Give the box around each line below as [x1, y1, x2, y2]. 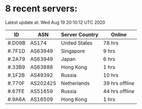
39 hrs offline [103, 80, 135, 87]
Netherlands [61, 80, 90, 87]
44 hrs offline [103, 88, 135, 95]
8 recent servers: [5, 3, 78, 14]
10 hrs [103, 71, 119, 78]
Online [111, 31, 127, 38]
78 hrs [103, 39, 119, 46]
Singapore [61, 48, 85, 54]
